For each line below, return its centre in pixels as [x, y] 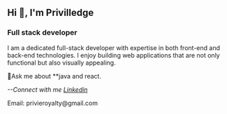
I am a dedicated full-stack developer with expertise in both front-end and [113, 48]
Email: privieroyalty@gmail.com [52, 103]
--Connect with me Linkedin [47, 89]
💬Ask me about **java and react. [54, 76]
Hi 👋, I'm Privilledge [51, 13]
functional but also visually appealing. [62, 63]
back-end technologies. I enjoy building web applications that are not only [113, 55]
